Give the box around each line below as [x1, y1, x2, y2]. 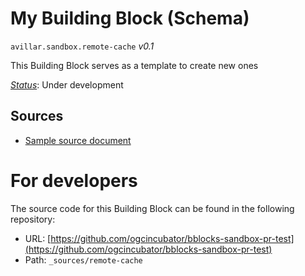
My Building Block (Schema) [10, 7, 250, 30]
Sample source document [24, 134, 132, 146]
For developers [10, 169, 138, 192]
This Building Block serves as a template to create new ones [10, 59, 259, 71]
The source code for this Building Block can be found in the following [10, 202, 295, 214]
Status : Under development [10, 78, 124, 91]
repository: [10, 213, 56, 225]
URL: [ [24, 232, 52, 244]
